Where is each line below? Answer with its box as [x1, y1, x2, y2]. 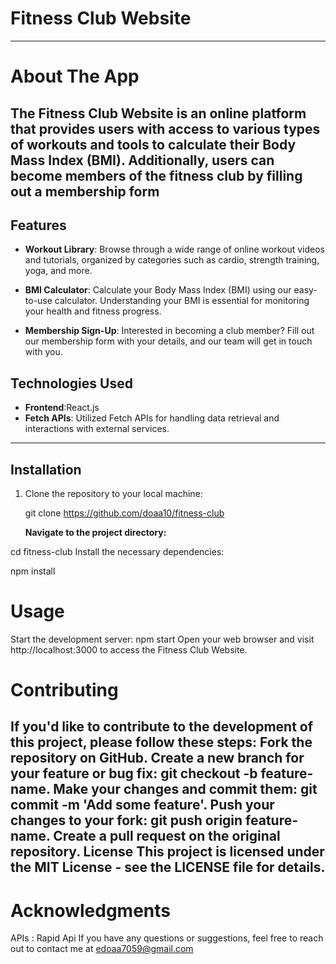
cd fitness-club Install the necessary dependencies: [10, 545, 225, 557]
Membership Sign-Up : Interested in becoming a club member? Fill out [24, 325, 315, 337]
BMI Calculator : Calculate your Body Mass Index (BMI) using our [24, 284, 292, 296]
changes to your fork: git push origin [10, 812, 243, 829]
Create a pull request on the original [53, 828, 281, 845]
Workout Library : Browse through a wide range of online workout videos [24, 243, 326, 256]
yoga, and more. [24, 265, 93, 277]
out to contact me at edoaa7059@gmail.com [10, 943, 194, 955]
